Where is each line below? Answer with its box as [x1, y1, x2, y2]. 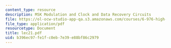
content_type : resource [5, 7, 56, 12]
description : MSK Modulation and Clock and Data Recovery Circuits [5, 12, 152, 17]
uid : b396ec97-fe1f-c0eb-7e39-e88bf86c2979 [5, 35, 99, 40]
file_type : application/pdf [5, 21, 65, 26]
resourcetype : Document [5, 26, 56, 31]
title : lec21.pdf [5, 30, 42, 35]
